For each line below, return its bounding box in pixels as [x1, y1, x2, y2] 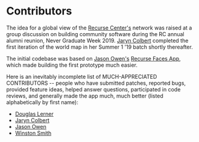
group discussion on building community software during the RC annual [6, 30, 185, 37]
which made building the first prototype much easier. [6, 61, 137, 69]
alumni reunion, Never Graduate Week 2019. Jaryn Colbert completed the [6, 37, 189, 44]
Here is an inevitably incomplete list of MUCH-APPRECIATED [6, 73, 157, 80]
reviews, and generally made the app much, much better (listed [6, 92, 164, 99]
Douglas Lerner [14, 110, 54, 117]
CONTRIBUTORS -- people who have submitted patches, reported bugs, [6, 79, 186, 87]
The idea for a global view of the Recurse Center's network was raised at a [6, 24, 192, 31]
